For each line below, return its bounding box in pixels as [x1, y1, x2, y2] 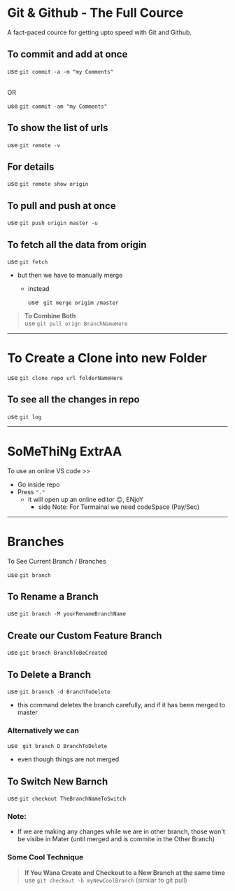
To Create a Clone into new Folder [7, 351, 208, 366]
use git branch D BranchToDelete [7, 742, 108, 750]
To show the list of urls [7, 122, 108, 134]
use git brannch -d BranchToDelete [7, 687, 111, 695]
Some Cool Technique [7, 852, 84, 862]
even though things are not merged [17, 755, 120, 763]
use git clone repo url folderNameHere [7, 373, 124, 381]
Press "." [17, 487, 45, 496]
